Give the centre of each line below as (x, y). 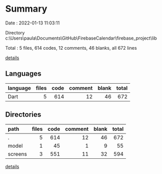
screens (17, 154)
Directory (15, 32)
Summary (26, 9)
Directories (23, 115)
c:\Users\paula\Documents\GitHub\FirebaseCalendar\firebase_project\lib (81, 38)
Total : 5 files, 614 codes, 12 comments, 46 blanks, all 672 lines (71, 48)
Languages (23, 74)
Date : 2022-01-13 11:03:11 (33, 23)
